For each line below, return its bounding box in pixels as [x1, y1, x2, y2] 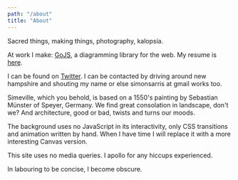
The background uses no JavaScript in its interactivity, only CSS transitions [7, 122, 228, 130]
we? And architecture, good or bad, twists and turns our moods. [7, 108, 196, 117]
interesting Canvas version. [7, 137, 88, 146]
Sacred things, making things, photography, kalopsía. [7, 36, 164, 45]
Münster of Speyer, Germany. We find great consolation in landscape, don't [7, 100, 229, 109]
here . [7, 58, 23, 66]
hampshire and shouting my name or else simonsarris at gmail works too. [7, 79, 222, 88]
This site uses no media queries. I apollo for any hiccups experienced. [7, 151, 213, 159]
